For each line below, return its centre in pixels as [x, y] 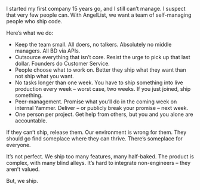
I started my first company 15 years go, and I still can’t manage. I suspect [96, 9]
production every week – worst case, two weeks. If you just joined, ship [103, 89]
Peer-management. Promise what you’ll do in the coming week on [96, 102]
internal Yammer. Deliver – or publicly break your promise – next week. [101, 108]
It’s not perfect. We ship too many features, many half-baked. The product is [100, 157]
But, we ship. [22, 181]
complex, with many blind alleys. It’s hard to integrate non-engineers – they [99, 163]
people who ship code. [34, 21]
